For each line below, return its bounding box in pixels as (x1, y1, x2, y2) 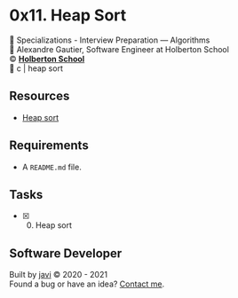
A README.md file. (21, 161, 82, 172)
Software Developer (9, 246, 123, 261)
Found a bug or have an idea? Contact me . (9, 278, 165, 289)
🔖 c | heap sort (9, 63, 64, 74)
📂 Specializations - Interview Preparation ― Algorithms (9, 35, 210, 45)
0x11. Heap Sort (9, 5, 127, 26)
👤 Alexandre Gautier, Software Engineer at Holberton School (9, 43, 229, 54)
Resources (9, 89, 70, 104)
